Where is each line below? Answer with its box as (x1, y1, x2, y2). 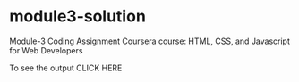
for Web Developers (9, 45, 83, 55)
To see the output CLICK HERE (9, 62, 123, 73)
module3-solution (9, 6, 146, 27)
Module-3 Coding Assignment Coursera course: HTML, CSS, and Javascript (9, 36, 291, 46)
